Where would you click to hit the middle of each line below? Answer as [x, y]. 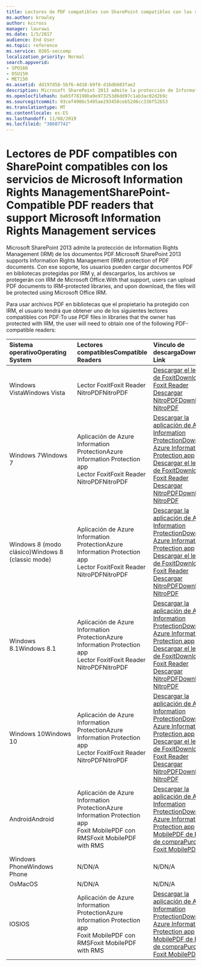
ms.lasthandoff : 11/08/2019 [41, 118]
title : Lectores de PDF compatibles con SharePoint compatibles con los [99, 12]
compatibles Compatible [112, 353]
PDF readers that [111, 205]
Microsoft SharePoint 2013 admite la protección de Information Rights [92, 248]
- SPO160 [17, 68]
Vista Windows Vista [37, 393]
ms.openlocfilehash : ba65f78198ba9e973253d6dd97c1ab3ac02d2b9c [87, 96]
